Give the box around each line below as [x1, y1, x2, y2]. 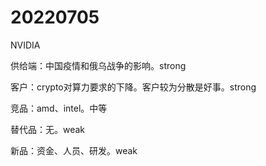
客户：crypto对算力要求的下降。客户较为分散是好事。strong [10, 81, 257, 93]
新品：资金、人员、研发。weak [10, 144, 138, 156]
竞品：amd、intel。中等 [10, 102, 108, 114]
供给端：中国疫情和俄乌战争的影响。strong [10, 59, 187, 71]
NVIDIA [10, 39, 41, 51]
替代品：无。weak [10, 123, 86, 135]
